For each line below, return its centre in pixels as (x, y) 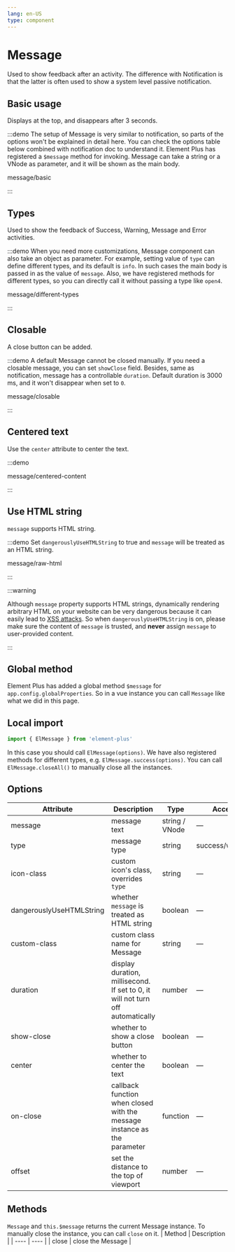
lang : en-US (24, 14)
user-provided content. (41, 633)
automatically (133, 1016)
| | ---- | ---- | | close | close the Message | (69, 1241)
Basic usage (34, 103)
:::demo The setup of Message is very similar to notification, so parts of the (115, 135)
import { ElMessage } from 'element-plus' (70, 739)
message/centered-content (47, 476)
